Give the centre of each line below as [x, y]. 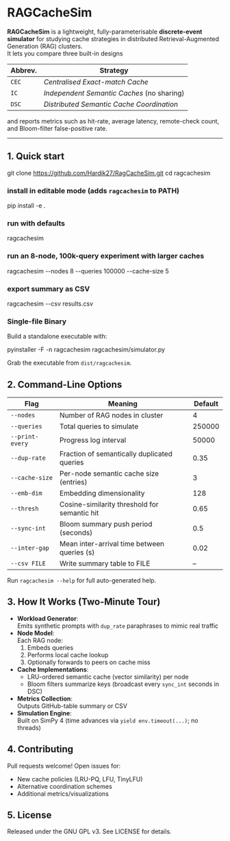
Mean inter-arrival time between [112, 544]
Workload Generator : [48, 618]
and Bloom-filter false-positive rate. [57, 128]
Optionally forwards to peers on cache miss [89, 662]
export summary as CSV [49, 289]
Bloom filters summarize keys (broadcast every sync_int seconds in [123, 684]
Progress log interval [93, 440]
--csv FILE [28, 564]
